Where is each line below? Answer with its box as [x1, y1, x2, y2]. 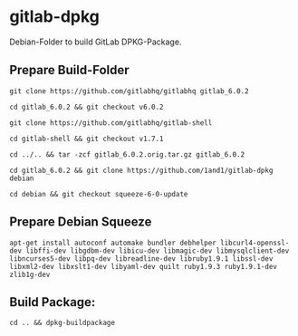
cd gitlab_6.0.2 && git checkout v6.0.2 [9, 102, 165, 111]
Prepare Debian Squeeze [9, 215, 152, 230]
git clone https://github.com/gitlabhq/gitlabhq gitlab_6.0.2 [9, 86, 249, 96]
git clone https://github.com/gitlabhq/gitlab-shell [9, 118, 213, 128]
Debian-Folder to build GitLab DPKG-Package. [9, 36, 182, 47]
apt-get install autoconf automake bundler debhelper [9, 238, 217, 247]
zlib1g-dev [9, 270, 51, 279]
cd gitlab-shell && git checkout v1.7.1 [9, 134, 165, 143]
